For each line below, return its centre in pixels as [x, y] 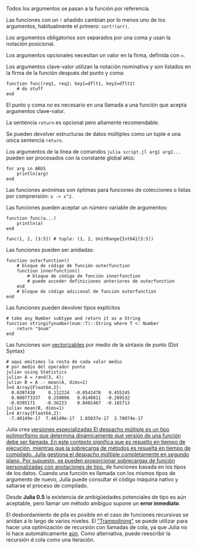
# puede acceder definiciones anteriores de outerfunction [101, 281]
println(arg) [33, 174]
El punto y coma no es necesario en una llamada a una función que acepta [96, 105]
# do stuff [30, 89]
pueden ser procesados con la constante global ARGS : [71, 158]
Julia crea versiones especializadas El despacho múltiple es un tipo [88, 429]
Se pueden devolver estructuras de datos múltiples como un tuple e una [94, 134]
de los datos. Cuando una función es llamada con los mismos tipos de [91, 473]
